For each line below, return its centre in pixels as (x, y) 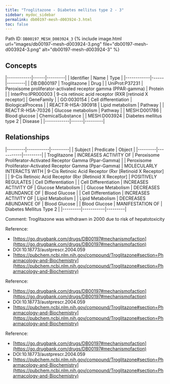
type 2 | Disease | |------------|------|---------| (55, 121)
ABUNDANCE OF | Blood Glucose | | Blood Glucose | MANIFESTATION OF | (84, 203)
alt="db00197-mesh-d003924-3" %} (81, 49)
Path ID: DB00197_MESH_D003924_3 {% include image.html (64, 39)
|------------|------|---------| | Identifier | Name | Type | (64, 78)
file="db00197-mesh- (125, 44)
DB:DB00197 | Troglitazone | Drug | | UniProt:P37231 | (87, 83)
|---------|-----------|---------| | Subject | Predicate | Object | (70, 149)
